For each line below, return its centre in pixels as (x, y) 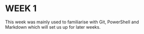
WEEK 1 (21, 8)
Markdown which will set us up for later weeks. (53, 27)
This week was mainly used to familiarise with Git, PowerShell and (72, 22)
